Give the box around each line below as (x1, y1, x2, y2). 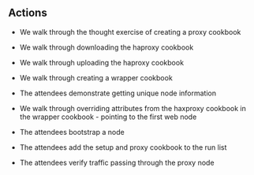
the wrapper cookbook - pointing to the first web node (19, 112, 197, 121)
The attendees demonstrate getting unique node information (19, 88, 217, 98)
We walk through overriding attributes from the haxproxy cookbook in (19, 103, 247, 113)
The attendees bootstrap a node (19, 127, 125, 136)
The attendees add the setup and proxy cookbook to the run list (19, 142, 227, 152)
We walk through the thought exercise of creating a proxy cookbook (19, 27, 241, 36)
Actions (8, 6, 47, 20)
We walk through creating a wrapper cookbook (19, 73, 174, 82)
